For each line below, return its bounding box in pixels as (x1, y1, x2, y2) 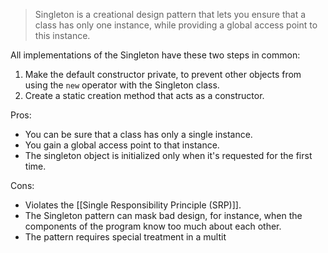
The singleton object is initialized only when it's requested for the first (24, 150, 313, 161)
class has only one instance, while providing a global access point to (34, 19, 318, 31)
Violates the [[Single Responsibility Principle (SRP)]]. (24, 199, 242, 211)
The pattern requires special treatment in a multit (24, 231, 227, 243)
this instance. (34, 30, 91, 41)
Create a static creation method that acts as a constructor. (24, 90, 265, 101)
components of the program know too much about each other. (24, 220, 282, 232)
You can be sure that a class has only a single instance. (24, 129, 253, 140)
